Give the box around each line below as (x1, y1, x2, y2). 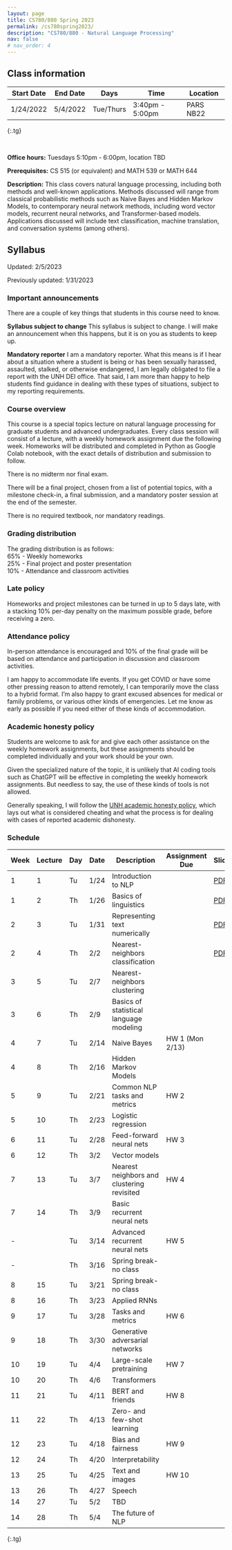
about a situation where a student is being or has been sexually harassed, (7, 357, 217, 366)
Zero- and (111, 1406, 146, 1416)
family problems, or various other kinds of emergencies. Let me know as (7, 698, 213, 706)
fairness (111, 1443, 139, 1453)
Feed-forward (111, 1130, 159, 1140)
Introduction (111, 871, 152, 881)
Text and (111, 1466, 140, 1475)
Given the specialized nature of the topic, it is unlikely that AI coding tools (7, 765, 216, 774)
